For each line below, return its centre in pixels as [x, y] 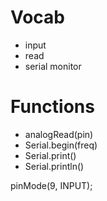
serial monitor [53, 66]
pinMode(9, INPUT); [51, 185]
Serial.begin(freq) [61, 145]
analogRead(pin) [59, 134]
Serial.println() [54, 166]
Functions [52, 107]
